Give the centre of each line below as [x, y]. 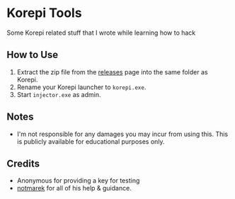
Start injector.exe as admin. [59, 94]
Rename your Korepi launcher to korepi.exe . [81, 87]
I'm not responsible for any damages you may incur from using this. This [122, 134]
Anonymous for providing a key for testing [78, 181]
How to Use [33, 55]
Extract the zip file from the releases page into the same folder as [112, 72]
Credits [23, 163]
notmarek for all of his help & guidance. [74, 188]
